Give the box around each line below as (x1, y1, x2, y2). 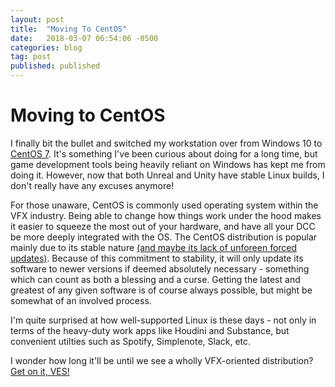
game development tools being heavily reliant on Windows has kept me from (10, 158, 326, 170)
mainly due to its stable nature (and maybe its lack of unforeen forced (10, 241, 298, 253)
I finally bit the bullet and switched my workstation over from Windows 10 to (10, 137, 323, 149)
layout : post (10, 14, 65, 25)
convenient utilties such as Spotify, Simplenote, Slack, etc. (10, 335, 252, 347)
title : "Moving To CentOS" (10, 24, 128, 34)
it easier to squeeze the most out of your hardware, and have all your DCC (10, 220, 316, 232)
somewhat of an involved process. (10, 294, 152, 306)
